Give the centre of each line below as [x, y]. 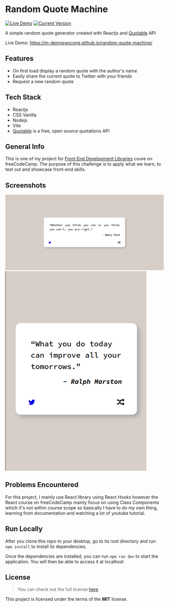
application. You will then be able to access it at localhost [65, 561]
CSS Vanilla [24, 115]
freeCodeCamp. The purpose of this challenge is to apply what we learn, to [83, 164]
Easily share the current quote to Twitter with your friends [72, 76]
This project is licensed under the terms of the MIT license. [66, 599]
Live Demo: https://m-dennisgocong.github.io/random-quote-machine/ [79, 43]
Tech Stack [23, 97]
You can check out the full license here [58, 589]
